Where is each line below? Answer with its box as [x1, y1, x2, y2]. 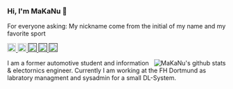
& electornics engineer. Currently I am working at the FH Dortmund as [7, 66, 207, 75]
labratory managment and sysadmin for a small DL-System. [7, 74, 177, 82]
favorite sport [7, 29, 46, 38]
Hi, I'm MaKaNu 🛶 [7, 6, 67, 16]
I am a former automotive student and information [7, 59, 149, 67]
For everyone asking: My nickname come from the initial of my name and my [7, 22, 226, 31]
